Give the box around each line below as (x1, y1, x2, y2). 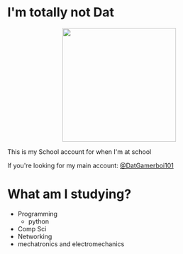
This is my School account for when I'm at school (7, 147, 152, 156)
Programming (17, 209, 58, 218)
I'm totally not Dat (7, 4, 115, 21)
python (28, 217, 50, 226)
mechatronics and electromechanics (17, 239, 125, 248)
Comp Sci (17, 224, 47, 233)
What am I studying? (7, 186, 132, 202)
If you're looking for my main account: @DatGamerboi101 (7, 161, 174, 170)
